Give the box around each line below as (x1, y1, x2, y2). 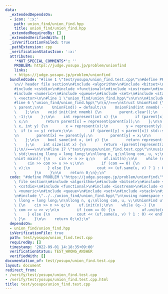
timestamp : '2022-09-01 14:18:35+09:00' (9, 244, 95, 249)
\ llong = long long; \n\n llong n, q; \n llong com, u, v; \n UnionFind (14, 198, 157, 203)
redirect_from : (5, 267, 37, 272)
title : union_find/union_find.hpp (14, 26, 86, 31)
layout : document (5, 263, 41, 268)
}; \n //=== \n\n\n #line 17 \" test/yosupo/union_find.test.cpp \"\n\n (14, 147, 155, 152)
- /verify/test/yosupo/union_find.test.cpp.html (5, 277, 108, 282)
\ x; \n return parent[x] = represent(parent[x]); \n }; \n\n (14, 118, 162, 124)
